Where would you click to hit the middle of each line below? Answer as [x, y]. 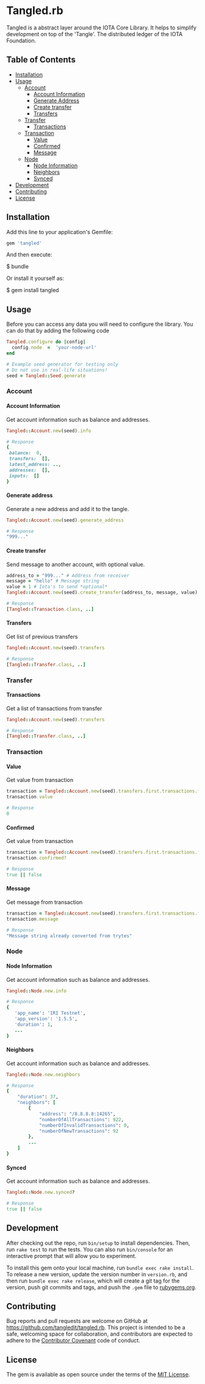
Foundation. [21, 40]
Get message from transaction [45, 902]
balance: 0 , [26, 453]
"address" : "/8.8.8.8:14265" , [77, 1114]
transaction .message [33, 919]
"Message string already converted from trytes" [69, 936]
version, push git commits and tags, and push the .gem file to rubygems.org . [102, 1287]
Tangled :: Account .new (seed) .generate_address [65, 520]
